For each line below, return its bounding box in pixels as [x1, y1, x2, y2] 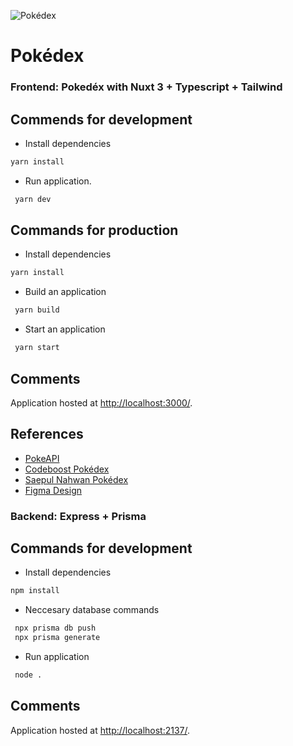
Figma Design [24, 484, 83, 496]
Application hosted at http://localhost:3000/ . [10, 396, 193, 409]
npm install [10, 586, 60, 596]
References [10, 426, 84, 443]
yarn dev [14, 194, 52, 204]
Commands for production [10, 222, 179, 239]
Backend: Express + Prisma [10, 509, 147, 523]
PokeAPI [24, 452, 60, 464]
